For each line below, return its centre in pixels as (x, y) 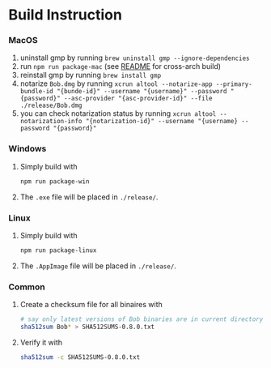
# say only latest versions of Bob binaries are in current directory (142, 319)
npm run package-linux (58, 250)
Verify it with (41, 342)
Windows (28, 149)
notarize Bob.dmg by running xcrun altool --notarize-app (116, 83)
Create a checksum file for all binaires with (91, 305)
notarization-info (51, 122)
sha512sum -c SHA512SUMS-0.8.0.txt (80, 357)
